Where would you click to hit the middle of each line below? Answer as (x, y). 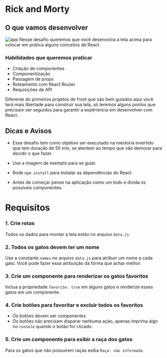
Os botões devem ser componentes (49, 316)
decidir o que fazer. (32, 153)
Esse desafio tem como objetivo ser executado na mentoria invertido (83, 143)
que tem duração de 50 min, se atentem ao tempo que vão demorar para (87, 148)
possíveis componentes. (37, 188)
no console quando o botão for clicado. (53, 327)
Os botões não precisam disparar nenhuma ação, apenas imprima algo (85, 321)
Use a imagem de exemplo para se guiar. (54, 163)
